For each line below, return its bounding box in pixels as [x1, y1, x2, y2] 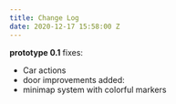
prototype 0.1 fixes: [9, 47, 84, 57]
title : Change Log [9, 13, 79, 23]
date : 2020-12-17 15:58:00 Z [9, 22, 120, 31]
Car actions [22, 65, 67, 76]
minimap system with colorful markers [22, 84, 167, 95]
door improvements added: [22, 74, 125, 85]
